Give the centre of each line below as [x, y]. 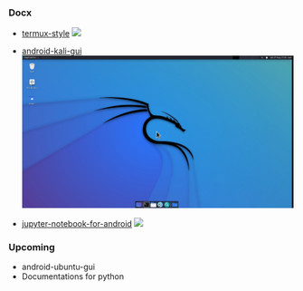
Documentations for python [73, 276]
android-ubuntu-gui [58, 267]
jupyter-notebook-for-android [77, 223]
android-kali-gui [52, 51]
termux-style [45, 34]
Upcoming [32, 247]
